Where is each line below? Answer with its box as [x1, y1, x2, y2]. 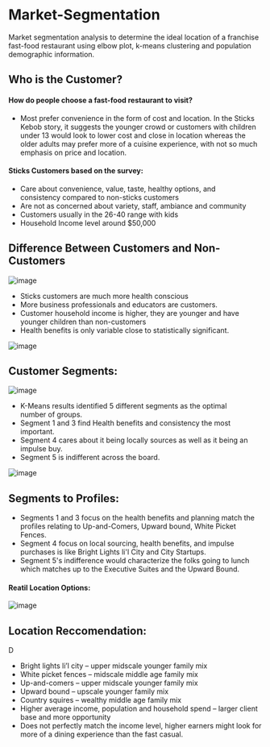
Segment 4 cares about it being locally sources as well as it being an [19, 435, 248, 445]
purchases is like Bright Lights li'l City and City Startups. [19, 547, 207, 557]
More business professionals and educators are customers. [19, 300, 218, 309]
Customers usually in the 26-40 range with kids [19, 210, 179, 219]
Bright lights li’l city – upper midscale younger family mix [19, 661, 208, 670]
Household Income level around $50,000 [19, 218, 156, 227]
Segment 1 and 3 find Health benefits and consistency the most [19, 418, 231, 428]
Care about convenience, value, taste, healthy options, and [19, 184, 216, 193]
